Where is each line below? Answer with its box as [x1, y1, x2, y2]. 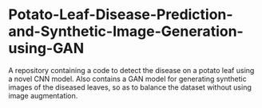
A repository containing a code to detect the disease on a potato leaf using [8, 65, 255, 75]
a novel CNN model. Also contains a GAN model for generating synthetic [8, 74, 247, 83]
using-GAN [8, 40, 85, 57]
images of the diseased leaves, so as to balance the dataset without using [8, 82, 252, 92]
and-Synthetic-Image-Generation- [8, 22, 244, 40]
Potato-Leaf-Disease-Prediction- [8, 6, 233, 24]
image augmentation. [8, 91, 78, 100]
